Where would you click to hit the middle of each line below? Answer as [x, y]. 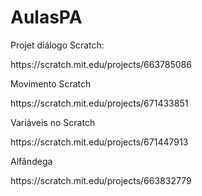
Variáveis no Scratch [53, 122]
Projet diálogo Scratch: [57, 45]
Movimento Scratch [51, 83]
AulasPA [46, 17]
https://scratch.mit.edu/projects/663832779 [101, 180]
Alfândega [31, 161]
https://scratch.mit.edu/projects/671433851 [99, 103]
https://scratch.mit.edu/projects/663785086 [101, 64]
